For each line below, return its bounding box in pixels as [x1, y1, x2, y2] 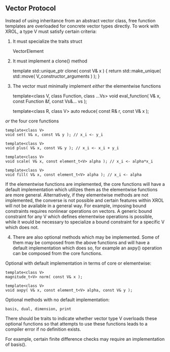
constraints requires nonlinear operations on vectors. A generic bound [5, 208, 152, 214]
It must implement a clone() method [12, 58, 88, 64]
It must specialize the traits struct [12, 38, 83, 44]
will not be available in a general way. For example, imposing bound [5, 203, 147, 209]
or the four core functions [5, 118, 59, 124]
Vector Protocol [5, 4, 56, 13]
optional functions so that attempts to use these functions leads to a [5, 321, 148, 327]
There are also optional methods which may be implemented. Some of [12, 234, 160, 240]
